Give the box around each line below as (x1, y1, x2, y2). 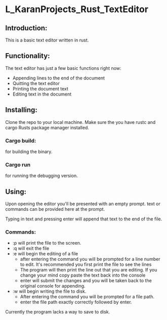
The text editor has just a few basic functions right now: (5, 65, 121, 71)
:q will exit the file (12, 245, 50, 251)
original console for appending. (20, 283, 86, 289)
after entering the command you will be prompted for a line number (20, 256, 160, 262)
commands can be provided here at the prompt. (5, 206, 105, 212)
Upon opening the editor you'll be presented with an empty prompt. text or (5, 201, 161, 207)
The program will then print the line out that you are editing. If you (20, 267, 157, 273)
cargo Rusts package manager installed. (5, 124, 90, 130)
